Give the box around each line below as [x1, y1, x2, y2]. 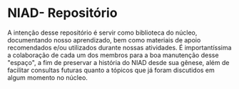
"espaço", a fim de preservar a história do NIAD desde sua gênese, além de [7, 58, 230, 66]
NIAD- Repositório [7, 5, 118, 21]
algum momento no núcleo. [7, 73, 88, 82]
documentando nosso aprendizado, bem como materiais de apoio [7, 35, 201, 44]
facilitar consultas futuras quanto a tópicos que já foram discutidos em [7, 66, 215, 74]
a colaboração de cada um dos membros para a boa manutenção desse [7, 51, 219, 59]
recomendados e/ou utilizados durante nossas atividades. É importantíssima [7, 43, 232, 52]
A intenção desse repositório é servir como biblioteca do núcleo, [7, 28, 198, 37]
